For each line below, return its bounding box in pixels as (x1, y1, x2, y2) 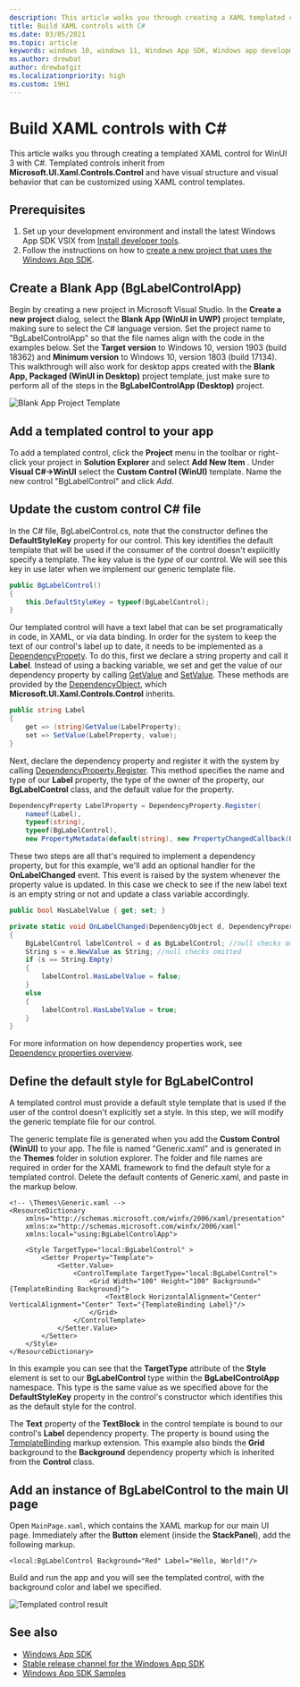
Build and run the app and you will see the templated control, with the (9, 1572, 265, 1582)
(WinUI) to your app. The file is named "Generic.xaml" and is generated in (9, 1143, 281, 1154)
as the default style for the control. (9, 1402, 137, 1412)
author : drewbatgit (9, 64, 82, 72)
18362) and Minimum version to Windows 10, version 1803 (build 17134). (9, 352, 278, 362)
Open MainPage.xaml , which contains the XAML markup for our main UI (9, 1520, 270, 1530)
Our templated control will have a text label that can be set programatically (9, 622, 283, 633)
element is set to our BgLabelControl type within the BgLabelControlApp (9, 1373, 279, 1384)
